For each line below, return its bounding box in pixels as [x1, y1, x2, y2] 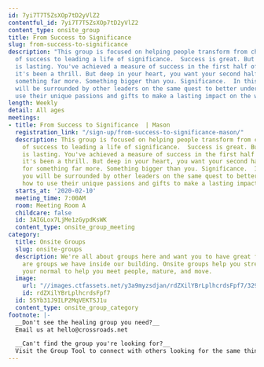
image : [15, 274, 37, 283]
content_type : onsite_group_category [15, 303, 139, 311]
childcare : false [15, 209, 72, 217]
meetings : [8, 114, 41, 122]
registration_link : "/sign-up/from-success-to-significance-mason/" [15, 128, 244, 136]
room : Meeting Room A [15, 201, 86, 209]
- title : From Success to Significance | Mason [8, 121, 170, 129]
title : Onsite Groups [15, 238, 86, 246]
